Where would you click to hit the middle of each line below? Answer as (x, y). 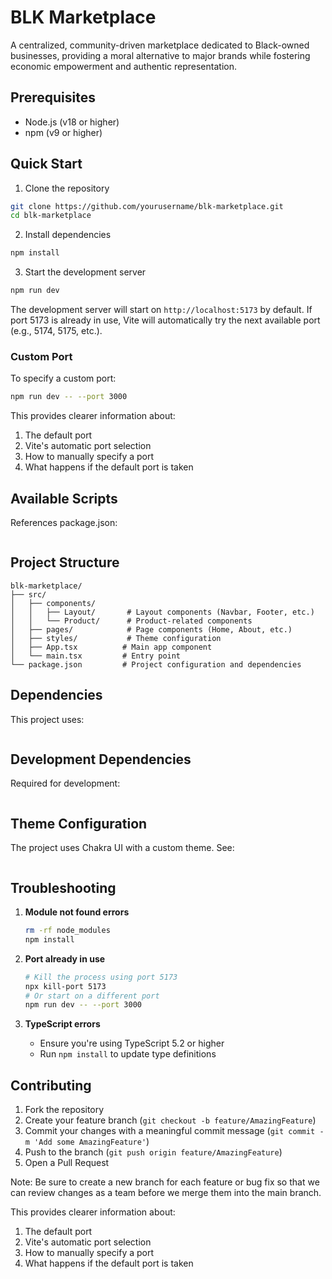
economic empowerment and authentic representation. (123, 66)
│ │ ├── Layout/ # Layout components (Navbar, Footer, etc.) (162, 612)
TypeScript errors (62, 1024)
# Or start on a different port (92, 996)
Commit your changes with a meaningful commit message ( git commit (170, 1131)
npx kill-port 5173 (65, 986)
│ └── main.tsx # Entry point (96, 656)
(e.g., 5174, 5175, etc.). (56, 331)
